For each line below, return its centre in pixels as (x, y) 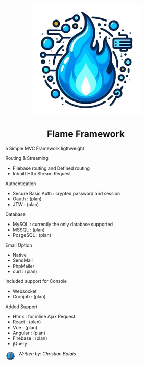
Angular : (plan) (29, 333)
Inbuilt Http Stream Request (42, 173)
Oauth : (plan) (27, 199)
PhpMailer (23, 266)
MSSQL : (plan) (29, 230)
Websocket (25, 291)
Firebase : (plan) (30, 338)
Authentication (21, 184)
